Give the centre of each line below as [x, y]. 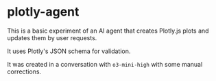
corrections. [24, 71]
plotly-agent [43, 12]
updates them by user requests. [52, 37]
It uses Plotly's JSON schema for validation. [69, 51]
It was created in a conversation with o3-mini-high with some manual [105, 64]
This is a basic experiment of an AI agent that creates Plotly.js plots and [108, 31]
